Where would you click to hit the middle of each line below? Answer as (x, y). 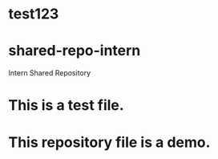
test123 (34, 14)
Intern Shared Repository (50, 73)
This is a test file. (66, 106)
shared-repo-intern (75, 51)
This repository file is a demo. (109, 142)
